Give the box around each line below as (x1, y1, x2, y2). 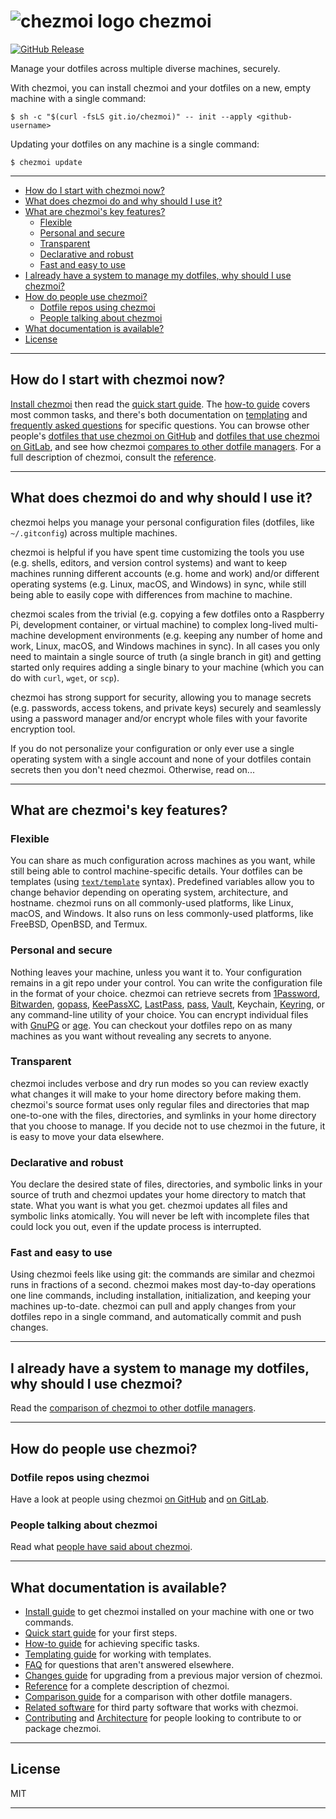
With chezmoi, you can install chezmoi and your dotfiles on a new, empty (10, 81, 312, 94)
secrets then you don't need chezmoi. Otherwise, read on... (10, 763, 255, 775)
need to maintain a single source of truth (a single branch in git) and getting (10, 650, 322, 662)
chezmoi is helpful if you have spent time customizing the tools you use (10, 546, 305, 558)
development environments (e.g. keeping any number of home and (48, 629, 323, 641)
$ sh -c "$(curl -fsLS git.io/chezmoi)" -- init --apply (10, 111, 253, 122)
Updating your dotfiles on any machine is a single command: (10, 138, 260, 150)
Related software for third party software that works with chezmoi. (24, 1701, 299, 1714)
